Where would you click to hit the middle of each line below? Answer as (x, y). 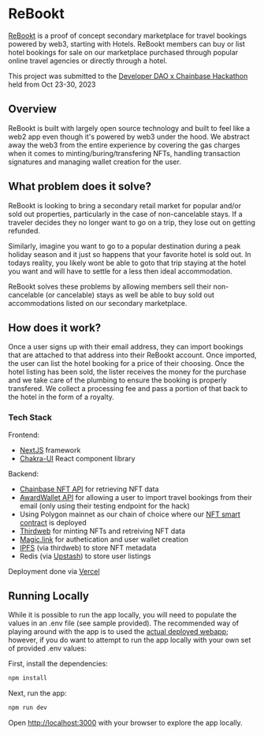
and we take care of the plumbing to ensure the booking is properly (117, 380)
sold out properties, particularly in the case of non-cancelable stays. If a (125, 214)
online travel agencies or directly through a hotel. (88, 61)
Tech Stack (30, 417)
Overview (33, 109)
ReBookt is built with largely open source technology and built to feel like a (129, 128)
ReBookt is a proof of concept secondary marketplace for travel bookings (127, 35)
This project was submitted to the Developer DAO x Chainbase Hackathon (128, 76)
